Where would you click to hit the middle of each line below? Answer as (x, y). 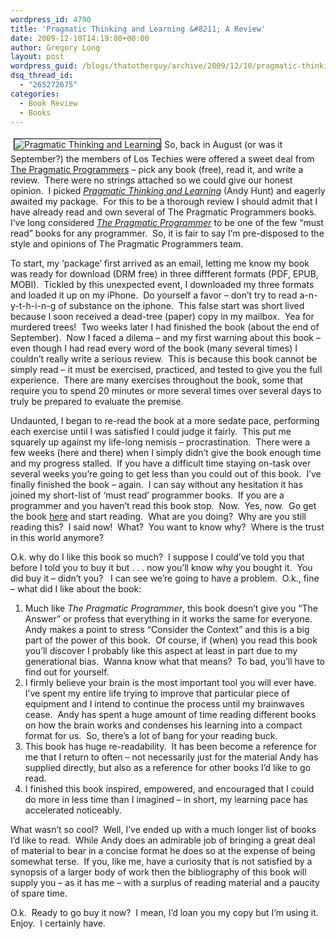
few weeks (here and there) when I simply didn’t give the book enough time (166, 453)
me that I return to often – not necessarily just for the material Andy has (171, 757)
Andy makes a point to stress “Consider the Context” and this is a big (167, 630)
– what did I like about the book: (76, 589)
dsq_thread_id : (42, 76)
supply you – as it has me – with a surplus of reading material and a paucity (165, 883)
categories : (35, 94)
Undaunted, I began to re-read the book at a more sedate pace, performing (165, 421)
